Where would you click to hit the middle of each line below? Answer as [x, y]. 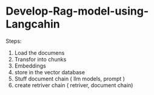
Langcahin [33, 24]
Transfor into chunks [40, 59]
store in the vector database [50, 72]
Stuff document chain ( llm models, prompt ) [70, 79]
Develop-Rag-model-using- [77, 11]
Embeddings [30, 66]
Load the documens [39, 52]
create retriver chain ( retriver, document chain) [74, 85]
